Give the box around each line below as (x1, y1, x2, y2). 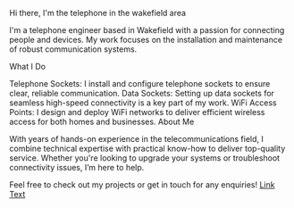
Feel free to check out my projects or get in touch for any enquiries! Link (9, 179, 275, 190)
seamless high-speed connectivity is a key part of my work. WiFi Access (9, 97, 277, 108)
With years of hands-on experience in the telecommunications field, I (9, 134, 264, 144)
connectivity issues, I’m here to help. (9, 162, 145, 172)
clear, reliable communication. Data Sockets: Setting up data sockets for (9, 88, 275, 98)
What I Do (9, 62, 46, 71)
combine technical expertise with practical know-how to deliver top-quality (9, 143, 286, 154)
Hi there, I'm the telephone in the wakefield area (9, 8, 186, 18)
